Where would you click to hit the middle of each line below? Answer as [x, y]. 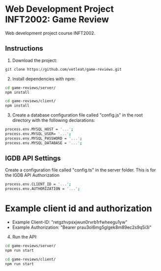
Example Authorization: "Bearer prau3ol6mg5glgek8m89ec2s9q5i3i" [82, 227]
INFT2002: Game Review [57, 19]
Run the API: [25, 237]
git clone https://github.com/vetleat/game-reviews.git [63, 69]
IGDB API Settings [33, 158]
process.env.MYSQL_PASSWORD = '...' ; [44, 138]
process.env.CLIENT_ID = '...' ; [38, 184]
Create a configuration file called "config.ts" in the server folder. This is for [80, 170]
